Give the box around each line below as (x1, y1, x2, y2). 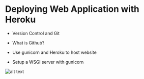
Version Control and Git (12, 30, 60, 36)
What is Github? (12, 39, 45, 45)
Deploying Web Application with (5, 3, 140, 15)
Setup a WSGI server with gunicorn (12, 59, 84, 65)
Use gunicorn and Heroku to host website (12, 49, 97, 55)
